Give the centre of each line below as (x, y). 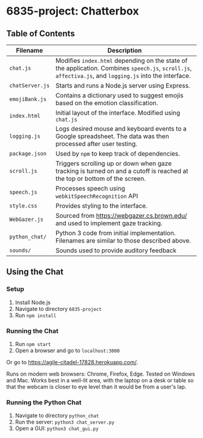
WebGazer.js (27, 219)
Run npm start (33, 344)
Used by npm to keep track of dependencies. (118, 154)
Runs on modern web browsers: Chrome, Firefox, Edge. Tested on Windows (101, 374)
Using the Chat (35, 272)
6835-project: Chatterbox (72, 11)
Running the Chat (32, 331)
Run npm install (36, 315)
